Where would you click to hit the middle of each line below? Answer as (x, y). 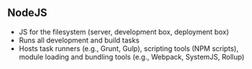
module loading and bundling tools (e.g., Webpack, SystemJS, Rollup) (131, 56)
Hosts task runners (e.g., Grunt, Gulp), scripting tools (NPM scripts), (128, 48)
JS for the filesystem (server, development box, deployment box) (124, 31)
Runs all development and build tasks (79, 40)
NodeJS (27, 13)
